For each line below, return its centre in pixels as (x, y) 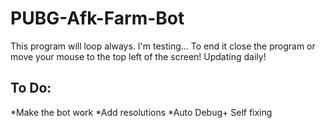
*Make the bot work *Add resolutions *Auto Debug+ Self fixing (141, 112)
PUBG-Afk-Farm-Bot (97, 18)
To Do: (31, 88)
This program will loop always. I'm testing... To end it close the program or (163, 46)
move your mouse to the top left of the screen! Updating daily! (138, 56)
